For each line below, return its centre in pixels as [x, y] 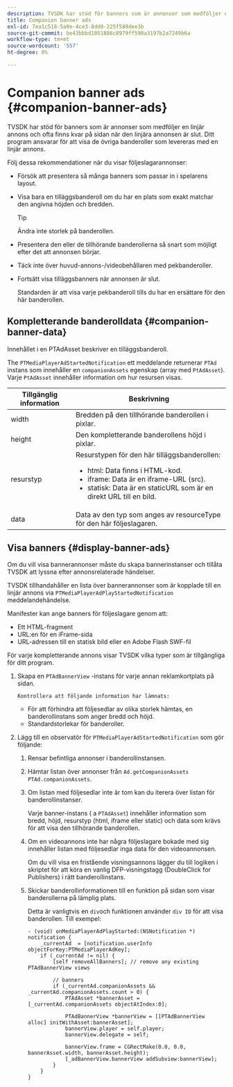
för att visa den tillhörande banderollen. [84, 828]
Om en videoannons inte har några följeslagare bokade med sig [118, 842]
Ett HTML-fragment [45, 627]
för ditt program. [31, 663]
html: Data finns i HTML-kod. [135, 470]
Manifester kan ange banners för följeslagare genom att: [88, 614]
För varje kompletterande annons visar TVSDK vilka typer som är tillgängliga [116, 655]
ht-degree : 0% [28, 53]
